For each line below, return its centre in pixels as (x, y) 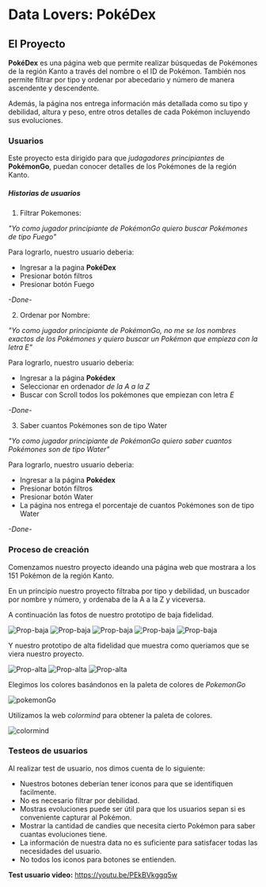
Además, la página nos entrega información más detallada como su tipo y (128, 103)
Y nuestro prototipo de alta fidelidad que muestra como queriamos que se (129, 645)
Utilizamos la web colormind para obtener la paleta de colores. (110, 715)
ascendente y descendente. (54, 88)
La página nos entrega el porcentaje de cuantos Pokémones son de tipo (137, 506)
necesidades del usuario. (61, 851)
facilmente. (38, 792)
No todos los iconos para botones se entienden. (98, 859)
